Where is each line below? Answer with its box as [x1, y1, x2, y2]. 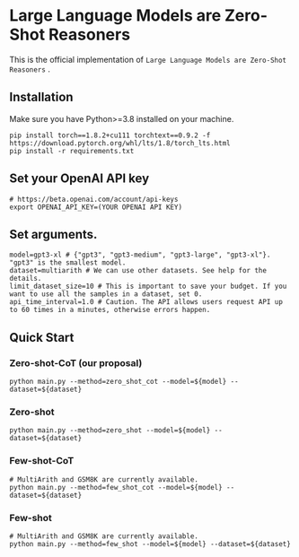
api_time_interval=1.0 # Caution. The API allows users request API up [9, 298, 283, 307]
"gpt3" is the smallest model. [9, 258, 127, 267]
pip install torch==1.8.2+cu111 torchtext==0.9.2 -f [9, 131, 211, 140]
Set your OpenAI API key [9, 171, 150, 187]
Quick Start [9, 329, 75, 345]
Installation [9, 90, 74, 105]
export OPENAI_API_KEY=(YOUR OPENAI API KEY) [9, 203, 182, 212]
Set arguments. [9, 226, 98, 242]
